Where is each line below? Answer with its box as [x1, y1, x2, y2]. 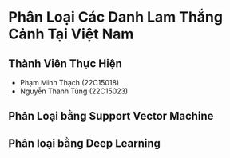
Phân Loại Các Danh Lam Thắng [8, 8, 224, 26]
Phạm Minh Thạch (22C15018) [19, 78, 120, 87]
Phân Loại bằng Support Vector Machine [8, 109, 214, 123]
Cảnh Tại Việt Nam [8, 25, 134, 43]
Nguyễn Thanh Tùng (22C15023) [19, 86, 129, 96]
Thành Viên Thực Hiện [8, 57, 122, 70]
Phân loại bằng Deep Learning [8, 136, 161, 150]
